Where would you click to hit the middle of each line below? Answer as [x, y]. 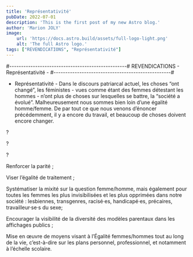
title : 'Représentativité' [39, 11]
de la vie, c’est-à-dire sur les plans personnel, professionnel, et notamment [96, 242]
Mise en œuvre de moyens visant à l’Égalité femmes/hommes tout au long [95, 236]
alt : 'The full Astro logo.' [52, 44]
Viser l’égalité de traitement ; [40, 177]
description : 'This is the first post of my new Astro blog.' [83, 22]
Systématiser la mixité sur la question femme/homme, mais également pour [96, 189]
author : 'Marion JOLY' [34, 28]
